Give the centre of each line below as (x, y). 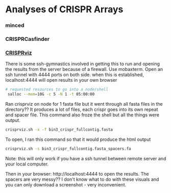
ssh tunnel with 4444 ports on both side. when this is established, (75, 75)
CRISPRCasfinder (28, 39)
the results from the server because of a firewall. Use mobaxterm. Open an (84, 69)
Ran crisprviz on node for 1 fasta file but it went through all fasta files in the (84, 104)
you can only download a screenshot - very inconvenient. (66, 184)
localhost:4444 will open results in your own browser (61, 80)
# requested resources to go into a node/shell (57, 90)
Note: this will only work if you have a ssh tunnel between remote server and (86, 158)
